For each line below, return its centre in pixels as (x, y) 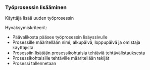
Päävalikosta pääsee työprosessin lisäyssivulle (60, 37)
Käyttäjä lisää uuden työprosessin (40, 18)
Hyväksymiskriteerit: (26, 28)
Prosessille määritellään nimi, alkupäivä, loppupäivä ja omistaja (76, 42)
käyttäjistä (23, 48)
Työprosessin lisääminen (36, 7)
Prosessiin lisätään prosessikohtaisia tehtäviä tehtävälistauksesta (78, 53)
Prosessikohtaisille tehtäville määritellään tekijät (61, 58)
